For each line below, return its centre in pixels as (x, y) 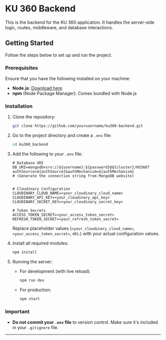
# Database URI (28, 163)
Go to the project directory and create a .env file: (62, 135)
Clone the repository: (34, 117)
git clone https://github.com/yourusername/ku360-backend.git (78, 126)
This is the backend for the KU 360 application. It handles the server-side (80, 22)
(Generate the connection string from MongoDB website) (76, 176)
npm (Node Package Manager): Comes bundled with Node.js (74, 93)
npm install (24, 253)
